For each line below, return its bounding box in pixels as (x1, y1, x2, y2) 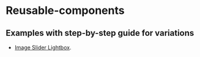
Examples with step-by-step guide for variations (6, 28, 194, 38)
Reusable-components (6, 4, 125, 18)
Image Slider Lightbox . (14, 44, 72, 51)
